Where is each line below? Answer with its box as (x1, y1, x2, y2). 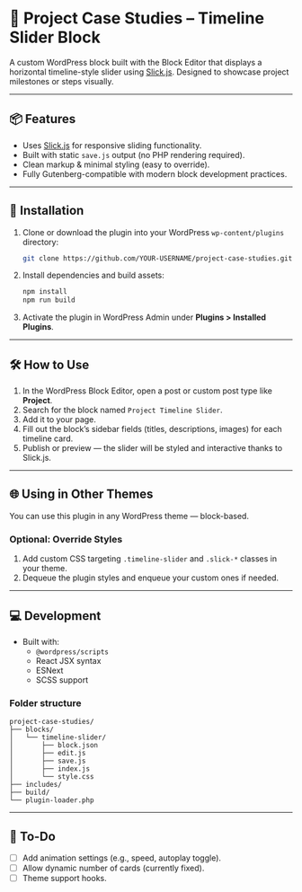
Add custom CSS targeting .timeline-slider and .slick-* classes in (22, 553, 277, 564)
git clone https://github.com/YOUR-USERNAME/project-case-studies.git (22, 253, 293, 263)
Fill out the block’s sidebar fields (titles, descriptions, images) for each (22, 424, 283, 434)
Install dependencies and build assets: (22, 269, 164, 281)
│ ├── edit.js (9, 749, 87, 758)
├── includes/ (9, 781, 63, 790)
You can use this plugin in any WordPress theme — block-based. (9, 510, 250, 521)
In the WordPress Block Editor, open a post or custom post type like (22, 385, 272, 396)
